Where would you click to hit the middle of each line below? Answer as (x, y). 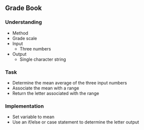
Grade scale (24, 38)
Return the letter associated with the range (56, 93)
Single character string (43, 59)
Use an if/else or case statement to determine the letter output (76, 122)
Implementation (25, 106)
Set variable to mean (33, 117)
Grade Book (23, 8)
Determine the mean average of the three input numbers (70, 83)
